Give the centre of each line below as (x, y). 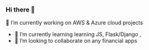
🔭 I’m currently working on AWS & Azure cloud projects (74, 23)
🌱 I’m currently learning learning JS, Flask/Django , (78, 34)
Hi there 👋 (21, 10)
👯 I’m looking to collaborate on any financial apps (76, 41)
